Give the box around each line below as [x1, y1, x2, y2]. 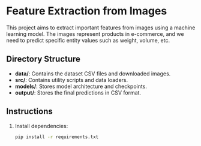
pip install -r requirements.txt [14, 133, 99, 140]
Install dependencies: [14, 122, 68, 129]
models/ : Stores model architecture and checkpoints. [14, 83, 147, 90]
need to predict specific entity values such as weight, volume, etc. [6, 36, 170, 44]
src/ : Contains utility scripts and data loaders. [14, 76, 128, 83]
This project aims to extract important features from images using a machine [6, 24, 196, 31]
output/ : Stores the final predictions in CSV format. [14, 89, 142, 96]
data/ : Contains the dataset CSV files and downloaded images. [14, 70, 171, 77]
